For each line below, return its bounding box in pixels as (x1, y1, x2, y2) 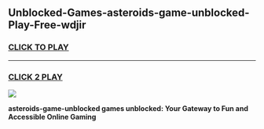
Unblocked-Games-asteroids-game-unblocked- (8, 6, 250, 20)
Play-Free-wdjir (8, 19, 86, 32)
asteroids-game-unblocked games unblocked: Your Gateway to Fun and (8, 103, 249, 113)
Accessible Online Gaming (8, 112, 97, 121)
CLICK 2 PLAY (8, 71, 63, 82)
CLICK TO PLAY (8, 42, 69, 53)
